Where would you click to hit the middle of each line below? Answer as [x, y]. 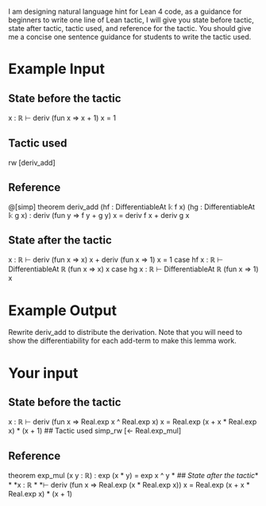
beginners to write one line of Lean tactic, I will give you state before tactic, [131, 20]
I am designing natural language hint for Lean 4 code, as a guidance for [125, 12]
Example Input [57, 69]
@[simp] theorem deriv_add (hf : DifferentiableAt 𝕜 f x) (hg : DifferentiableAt [132, 207]
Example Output [63, 310]
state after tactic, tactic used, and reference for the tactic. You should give [130, 28]
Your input [43, 373]
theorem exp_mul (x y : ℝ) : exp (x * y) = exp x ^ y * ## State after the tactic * [133, 476]
